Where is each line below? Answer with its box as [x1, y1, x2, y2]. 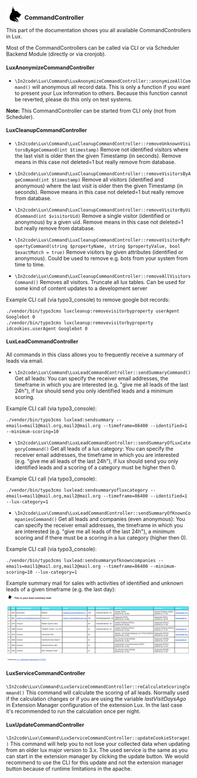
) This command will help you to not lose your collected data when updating [6, 741, 191, 748]
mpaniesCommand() [14, 516, 57, 523]
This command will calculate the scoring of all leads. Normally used [26, 689, 189, 696]
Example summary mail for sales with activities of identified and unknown [6, 579, 184, 586]
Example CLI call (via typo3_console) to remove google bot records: [6, 296, 170, 303]
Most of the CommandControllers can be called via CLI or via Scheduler [6, 45, 180, 52]
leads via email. [6, 357, 44, 364]
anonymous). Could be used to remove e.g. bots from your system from [14, 254, 188, 262]
